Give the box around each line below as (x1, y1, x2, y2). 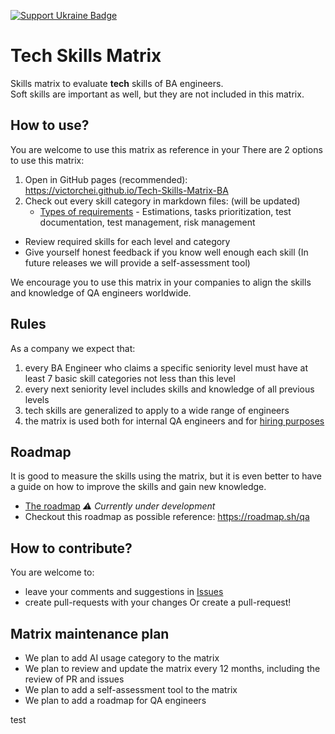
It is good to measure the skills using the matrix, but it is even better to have (10, 470, 322, 482)
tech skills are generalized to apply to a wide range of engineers (24, 404, 290, 416)
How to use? (10, 117, 90, 134)
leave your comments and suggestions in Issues (24, 586, 224, 598)
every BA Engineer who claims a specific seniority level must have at (24, 361, 309, 374)
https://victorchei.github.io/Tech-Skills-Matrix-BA (24, 184, 229, 196)
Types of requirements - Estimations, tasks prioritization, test (39, 205, 292, 217)
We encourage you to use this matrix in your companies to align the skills (10, 276, 312, 288)
